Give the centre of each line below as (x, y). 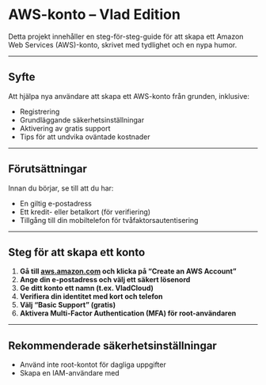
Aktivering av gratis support (65, 128)
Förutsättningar (47, 169)
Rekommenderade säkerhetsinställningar (113, 345)
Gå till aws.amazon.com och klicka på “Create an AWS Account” (128, 271)
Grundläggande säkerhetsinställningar (82, 119)
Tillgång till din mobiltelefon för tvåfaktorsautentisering (109, 220)
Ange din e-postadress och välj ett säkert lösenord (105, 280)
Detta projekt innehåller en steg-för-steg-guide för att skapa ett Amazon (126, 36)
